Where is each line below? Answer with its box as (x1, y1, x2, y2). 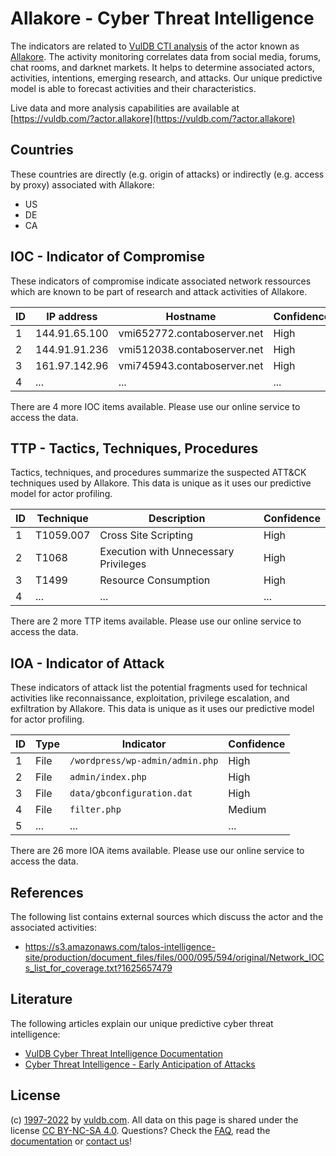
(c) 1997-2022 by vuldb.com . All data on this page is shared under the (10, 1113, 299, 1126)
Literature (10, 991, 73, 1008)
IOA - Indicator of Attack (10, 655, 165, 672)
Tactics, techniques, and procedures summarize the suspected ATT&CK (10, 467, 307, 479)
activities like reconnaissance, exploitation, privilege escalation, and (10, 692, 290, 704)
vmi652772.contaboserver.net (118, 326, 264, 340)
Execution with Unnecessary (99, 545, 235, 559)
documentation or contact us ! (10, 1135, 133, 1147)
